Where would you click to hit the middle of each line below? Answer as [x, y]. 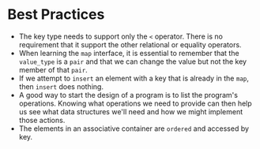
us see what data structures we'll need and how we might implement [130, 111]
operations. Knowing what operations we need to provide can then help [135, 103]
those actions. [42, 120]
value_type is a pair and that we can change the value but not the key [132, 61]
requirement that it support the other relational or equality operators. [130, 44]
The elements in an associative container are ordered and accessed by [134, 129]
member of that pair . [53, 69]
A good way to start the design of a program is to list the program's [128, 95]
